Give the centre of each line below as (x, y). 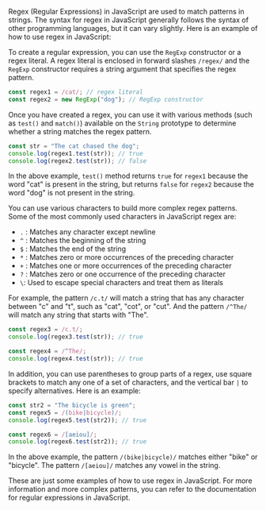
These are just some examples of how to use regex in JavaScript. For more (130, 481)
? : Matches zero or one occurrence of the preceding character (123, 274)
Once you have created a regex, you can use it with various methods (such (131, 114)
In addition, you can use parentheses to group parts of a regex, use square (130, 373)
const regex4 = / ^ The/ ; (47, 352)
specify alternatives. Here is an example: (74, 390)
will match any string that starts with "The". (78, 315)
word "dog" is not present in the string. (72, 193)
